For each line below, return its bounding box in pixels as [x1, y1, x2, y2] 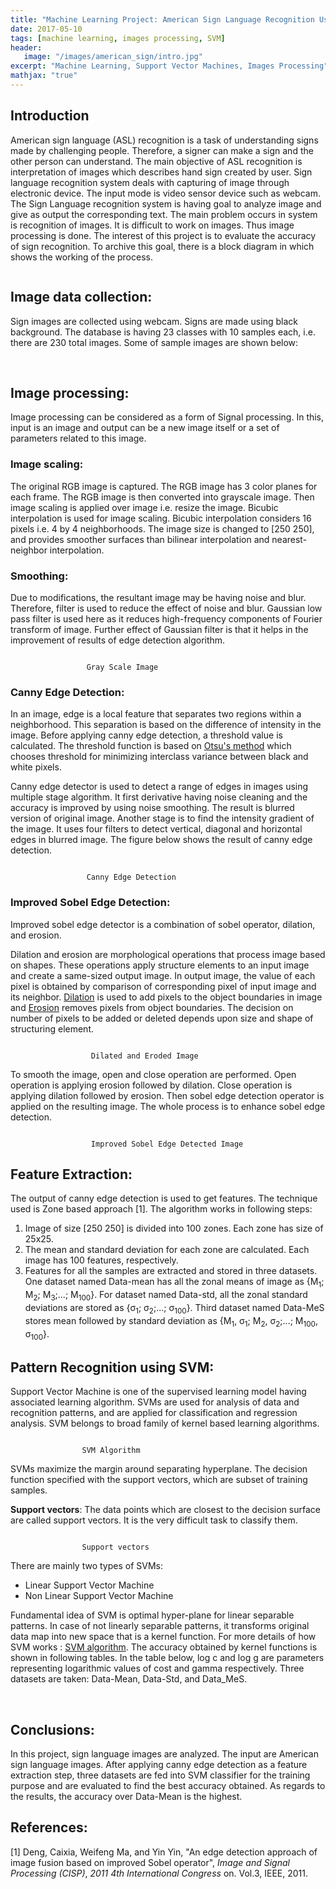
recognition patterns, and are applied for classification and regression [10, 1407, 298, 1419]
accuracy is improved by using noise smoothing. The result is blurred [10, 802, 295, 814]
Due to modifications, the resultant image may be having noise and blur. [10, 591, 307, 603]
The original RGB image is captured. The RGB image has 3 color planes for [10, 480, 318, 492]
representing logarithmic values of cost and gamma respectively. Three [10, 1662, 305, 1675]
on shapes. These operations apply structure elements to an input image [10, 959, 310, 971]
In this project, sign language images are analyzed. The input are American [10, 1747, 319, 1760]
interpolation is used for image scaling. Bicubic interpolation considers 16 [10, 512, 312, 524]
